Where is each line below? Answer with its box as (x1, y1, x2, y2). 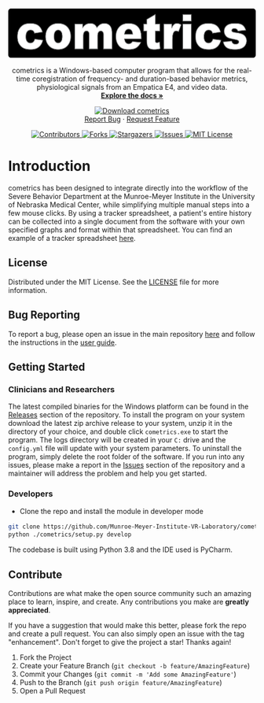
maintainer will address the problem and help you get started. (8, 468, 207, 479)
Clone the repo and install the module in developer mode (19, 506, 204, 516)
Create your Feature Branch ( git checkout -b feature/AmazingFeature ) (19, 661, 251, 671)
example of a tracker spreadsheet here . (8, 233, 136, 242)
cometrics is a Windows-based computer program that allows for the (11, 66, 236, 75)
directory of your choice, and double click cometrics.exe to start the (8, 427, 229, 436)
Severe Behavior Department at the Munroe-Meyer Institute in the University (8, 191, 255, 201)
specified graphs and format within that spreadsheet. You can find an (8, 224, 233, 235)
